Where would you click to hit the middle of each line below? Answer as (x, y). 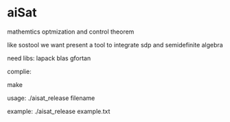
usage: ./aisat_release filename (51, 98)
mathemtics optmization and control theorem (71, 32)
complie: (20, 71)
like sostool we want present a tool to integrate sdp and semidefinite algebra (115, 45)
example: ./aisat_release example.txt (59, 111)
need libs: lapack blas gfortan (49, 58)
